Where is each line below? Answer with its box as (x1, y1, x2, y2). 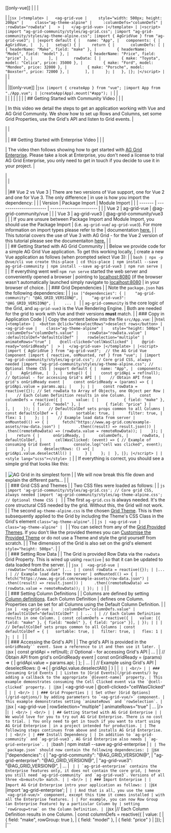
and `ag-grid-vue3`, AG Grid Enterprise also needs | (30, 737, 147, 742)
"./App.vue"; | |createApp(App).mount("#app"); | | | (5, 90, 118, 96)
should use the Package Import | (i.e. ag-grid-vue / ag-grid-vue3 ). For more (5, 222, 162, 227)
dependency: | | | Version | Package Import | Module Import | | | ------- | (5, 200, 157, 206)
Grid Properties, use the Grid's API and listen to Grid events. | (5, 116, 134, 122)
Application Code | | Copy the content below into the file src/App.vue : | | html (5, 316, 165, 322)
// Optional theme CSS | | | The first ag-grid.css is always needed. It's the (5, 497, 165, 503)
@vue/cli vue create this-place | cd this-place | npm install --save (5, 259, 158, 265)
